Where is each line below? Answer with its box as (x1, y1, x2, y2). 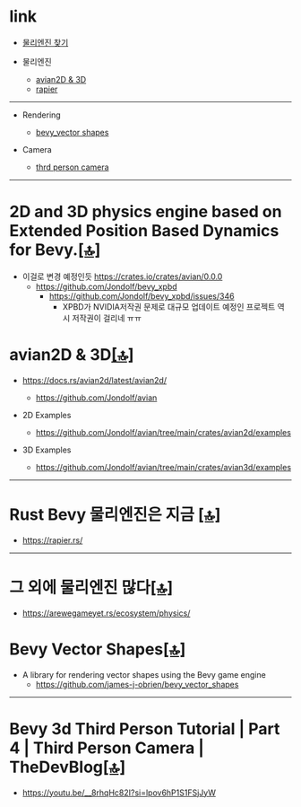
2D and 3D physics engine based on (9, 202, 282, 222)
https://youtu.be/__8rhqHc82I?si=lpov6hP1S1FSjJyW (21, 787, 217, 798)
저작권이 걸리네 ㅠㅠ (72, 312, 142, 323)
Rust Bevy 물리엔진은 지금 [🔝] (9, 504, 221, 524)
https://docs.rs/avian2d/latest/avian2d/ (21, 374, 168, 385)
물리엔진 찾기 (21, 37, 69, 48)
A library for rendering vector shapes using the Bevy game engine (21, 669, 266, 680)
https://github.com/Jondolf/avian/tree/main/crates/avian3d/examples (35, 461, 292, 472)
